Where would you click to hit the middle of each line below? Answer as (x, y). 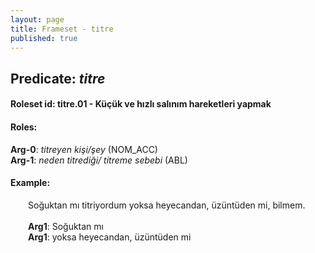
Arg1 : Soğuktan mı (66, 226)
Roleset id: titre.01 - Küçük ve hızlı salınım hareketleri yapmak (141, 104)
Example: (30, 183)
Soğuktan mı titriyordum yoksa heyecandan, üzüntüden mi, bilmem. (167, 205)
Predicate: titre (58, 78)
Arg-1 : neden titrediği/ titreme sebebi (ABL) (99, 160)
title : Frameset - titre (62, 29)
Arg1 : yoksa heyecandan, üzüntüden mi (110, 237)
